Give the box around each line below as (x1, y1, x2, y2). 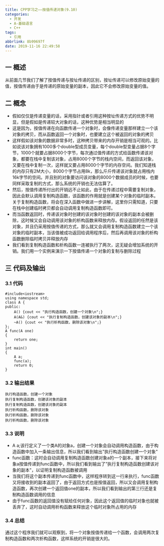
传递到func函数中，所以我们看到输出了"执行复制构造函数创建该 (27, 460, 155, 467)
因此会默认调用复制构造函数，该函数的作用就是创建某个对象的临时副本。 (12, 193, 158, 199)
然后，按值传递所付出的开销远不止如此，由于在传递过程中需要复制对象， (12, 187, 158, 193)
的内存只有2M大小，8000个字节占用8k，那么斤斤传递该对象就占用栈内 (12, 168, 155, 174)
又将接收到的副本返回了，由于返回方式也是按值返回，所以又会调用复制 (12, 479, 154, 485)
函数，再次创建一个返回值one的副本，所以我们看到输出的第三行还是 (16, 485, 153, 491)
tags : (5, 30, 16, 35)
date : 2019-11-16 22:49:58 (5, 44, 60, 49)
